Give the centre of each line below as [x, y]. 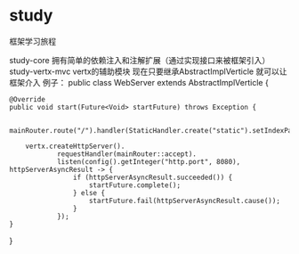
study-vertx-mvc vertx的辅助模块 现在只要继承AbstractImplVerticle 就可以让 [148, 71]
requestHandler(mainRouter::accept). [127, 154]
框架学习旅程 [32, 41]
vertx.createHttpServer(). [75, 146]
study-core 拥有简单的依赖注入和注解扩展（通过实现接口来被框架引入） [140, 60]
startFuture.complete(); [134, 185]
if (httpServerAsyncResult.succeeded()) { [153, 177]
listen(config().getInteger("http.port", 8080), [149, 161]
